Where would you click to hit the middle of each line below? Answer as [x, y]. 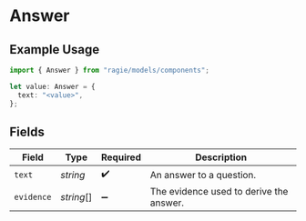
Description [221, 157]
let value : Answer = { [52, 86]
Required [121, 157]
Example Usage [55, 50]
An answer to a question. [203, 175]
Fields [27, 131]
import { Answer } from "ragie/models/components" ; [109, 70]
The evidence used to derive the [219, 192]
